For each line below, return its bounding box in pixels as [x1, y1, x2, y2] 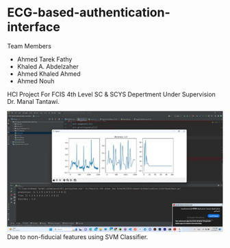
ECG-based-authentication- [7, 5, 171, 20]
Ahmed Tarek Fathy [16, 55, 73, 63]
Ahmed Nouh [16, 77, 55, 85]
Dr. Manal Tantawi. [7, 97, 60, 105]
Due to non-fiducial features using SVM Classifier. [7, 233, 149, 241]
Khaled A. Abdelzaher [16, 62, 79, 70]
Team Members [7, 42, 51, 50]
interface [7, 19, 60, 35]
